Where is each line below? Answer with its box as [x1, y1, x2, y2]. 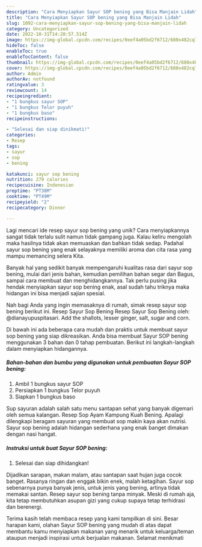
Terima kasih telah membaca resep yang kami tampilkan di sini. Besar [6, 515, 179, 522]
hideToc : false [6, 43, 44, 49]
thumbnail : [6, 59, 34, 65]
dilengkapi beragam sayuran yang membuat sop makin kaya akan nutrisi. [6, 418, 188, 425]
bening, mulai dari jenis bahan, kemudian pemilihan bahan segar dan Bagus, [6, 270, 195, 278]
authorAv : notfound [6, 76, 55, 82]
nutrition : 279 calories [6, 176, 69, 183]
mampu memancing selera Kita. [6, 252, 85, 260]
